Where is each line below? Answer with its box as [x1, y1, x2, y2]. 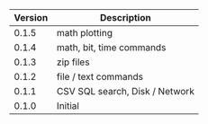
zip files [57, 56, 90, 68]
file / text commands [57, 71, 144, 83]
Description [100, 12, 151, 23]
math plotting [57, 27, 113, 39]
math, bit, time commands [57, 41, 167, 53]
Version [14, 12, 49, 23]
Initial [57, 100, 79, 111]
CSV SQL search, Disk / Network [57, 85, 195, 97]
